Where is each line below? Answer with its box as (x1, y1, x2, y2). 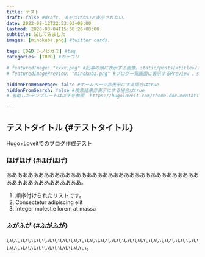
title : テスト (6, 9, 40, 15)
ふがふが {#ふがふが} (6, 222, 68, 230)
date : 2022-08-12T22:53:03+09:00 (6, 20, 92, 26)
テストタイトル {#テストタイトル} (6, 122, 134, 133)
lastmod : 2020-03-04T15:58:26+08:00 (6, 26, 99, 32)
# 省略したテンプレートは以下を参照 (6, 93, 85, 99)
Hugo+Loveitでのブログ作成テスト (6, 139, 93, 147)
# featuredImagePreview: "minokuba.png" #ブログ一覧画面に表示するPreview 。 (6, 71, 197, 77)
